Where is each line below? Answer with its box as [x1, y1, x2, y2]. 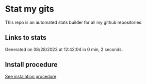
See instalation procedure [5, 73, 57, 79]
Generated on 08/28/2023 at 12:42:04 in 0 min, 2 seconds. [5, 46, 123, 52]
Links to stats [5, 34, 47, 42]
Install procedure [5, 61, 58, 69]
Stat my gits [5, 3, 54, 15]
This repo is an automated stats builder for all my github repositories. [5, 19, 143, 25]
